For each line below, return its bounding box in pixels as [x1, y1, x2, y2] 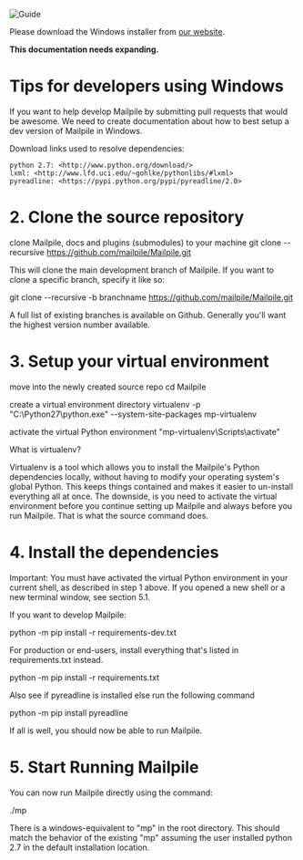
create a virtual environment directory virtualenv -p [9, 399, 201, 409]
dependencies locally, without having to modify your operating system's [9, 471, 280, 482]
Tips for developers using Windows [9, 76, 285, 97]
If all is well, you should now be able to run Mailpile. [9, 725, 203, 736]
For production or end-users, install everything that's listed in [9, 644, 239, 656]
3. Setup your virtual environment [9, 351, 270, 372]
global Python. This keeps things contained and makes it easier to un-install [9, 481, 294, 492]
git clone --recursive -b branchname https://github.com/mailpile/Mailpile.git [9, 292, 294, 303]
